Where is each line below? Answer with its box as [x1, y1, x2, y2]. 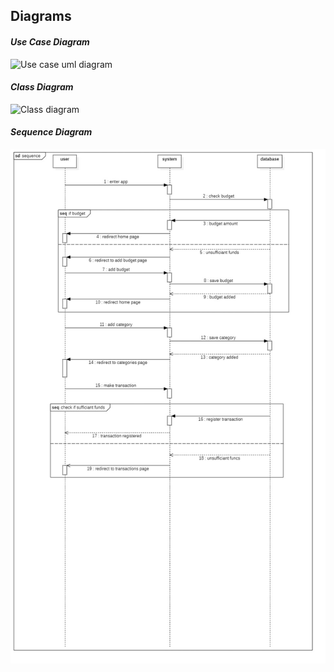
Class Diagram [10, 81, 74, 93]
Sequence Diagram [10, 126, 93, 138]
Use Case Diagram [10, 35, 90, 48]
